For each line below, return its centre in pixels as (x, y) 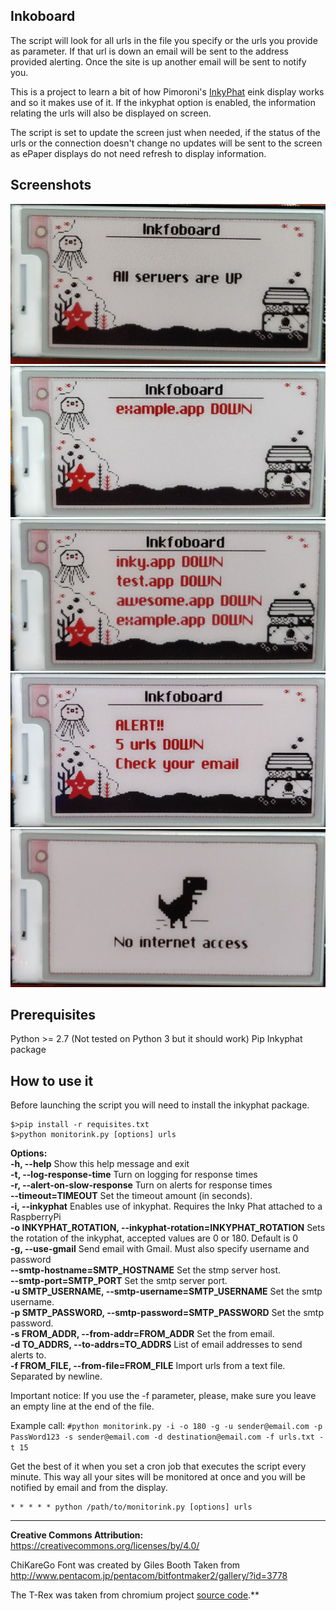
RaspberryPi (36, 1217)
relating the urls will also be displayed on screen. (111, 113)
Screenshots (51, 185)
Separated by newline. (56, 1376)
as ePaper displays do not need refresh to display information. (138, 153)
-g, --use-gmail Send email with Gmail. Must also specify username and (160, 1249)
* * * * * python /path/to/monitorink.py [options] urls (131, 1507)
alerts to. (28, 1355)
